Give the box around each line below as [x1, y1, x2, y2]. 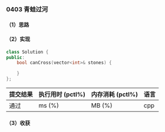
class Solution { [6, 49, 49, 55]
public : [6, 54, 25, 60]
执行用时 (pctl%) [38, 90, 85, 98]
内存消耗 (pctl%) [91, 90, 138, 98]
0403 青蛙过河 [6, 5, 48, 13]
